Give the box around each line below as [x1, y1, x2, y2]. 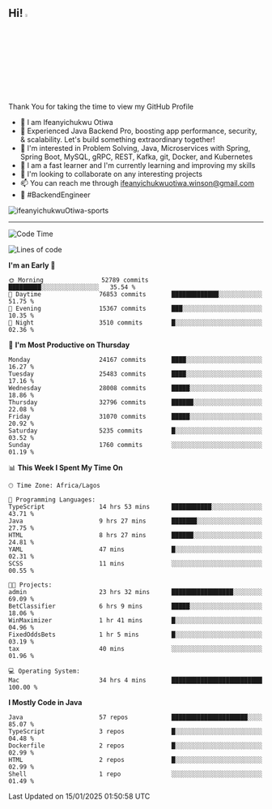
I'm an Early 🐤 [8, 260, 56, 270]
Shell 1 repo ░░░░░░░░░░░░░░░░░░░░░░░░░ [8, 770, 263, 778]
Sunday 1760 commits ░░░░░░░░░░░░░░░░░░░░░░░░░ [8, 441, 263, 449]
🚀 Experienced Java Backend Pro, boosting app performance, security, [19, 126, 257, 136]
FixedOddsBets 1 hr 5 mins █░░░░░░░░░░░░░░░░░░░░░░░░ [8, 630, 263, 639]
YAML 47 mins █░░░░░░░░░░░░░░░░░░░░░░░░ [8, 545, 263, 553]
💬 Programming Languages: [8, 495, 96, 504]
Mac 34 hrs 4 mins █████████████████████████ [8, 676, 263, 684]
